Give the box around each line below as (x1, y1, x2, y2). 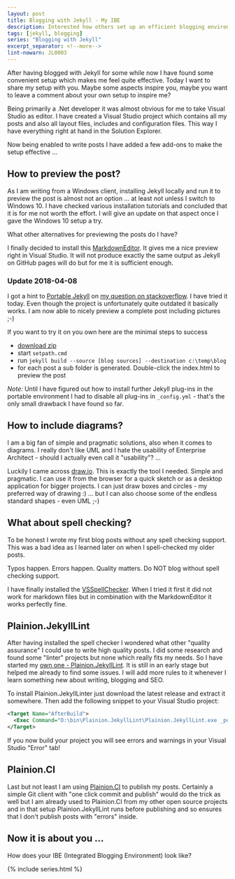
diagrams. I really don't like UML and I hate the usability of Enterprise (7, 445, 206, 454)
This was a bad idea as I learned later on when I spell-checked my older (7, 543, 215, 551)
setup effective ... (7, 148, 58, 156)
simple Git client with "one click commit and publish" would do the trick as (7, 789, 222, 798)
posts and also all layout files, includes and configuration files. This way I (7, 119, 218, 127)
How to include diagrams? (7, 420, 124, 431)
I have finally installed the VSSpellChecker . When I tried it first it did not (7, 585, 212, 593)
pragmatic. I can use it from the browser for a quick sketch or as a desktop (7, 474, 222, 483)
